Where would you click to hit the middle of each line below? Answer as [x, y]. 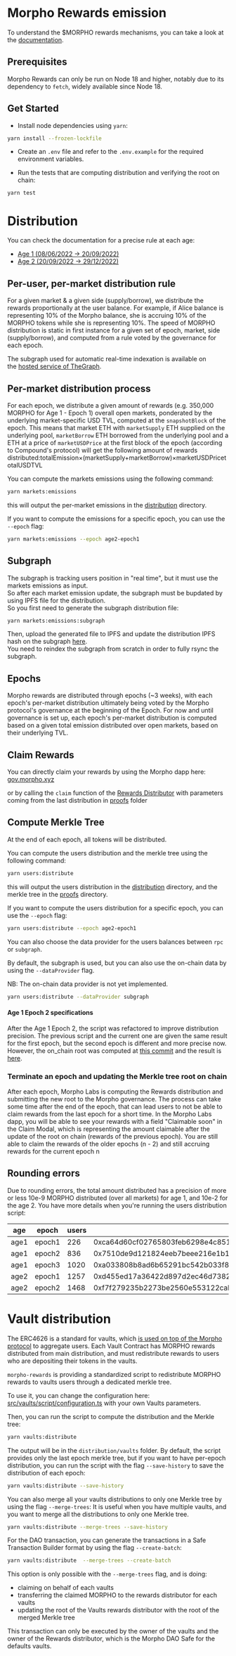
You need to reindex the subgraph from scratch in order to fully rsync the [113, 649]
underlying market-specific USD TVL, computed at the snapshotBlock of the [117, 420]
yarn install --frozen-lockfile [54, 138]
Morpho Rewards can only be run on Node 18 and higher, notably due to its [116, 79]
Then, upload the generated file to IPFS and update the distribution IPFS [111, 634]
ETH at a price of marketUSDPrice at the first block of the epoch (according [115, 443]
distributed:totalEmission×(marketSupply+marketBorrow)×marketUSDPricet [117, 458]
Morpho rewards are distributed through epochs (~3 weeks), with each [110, 696]
